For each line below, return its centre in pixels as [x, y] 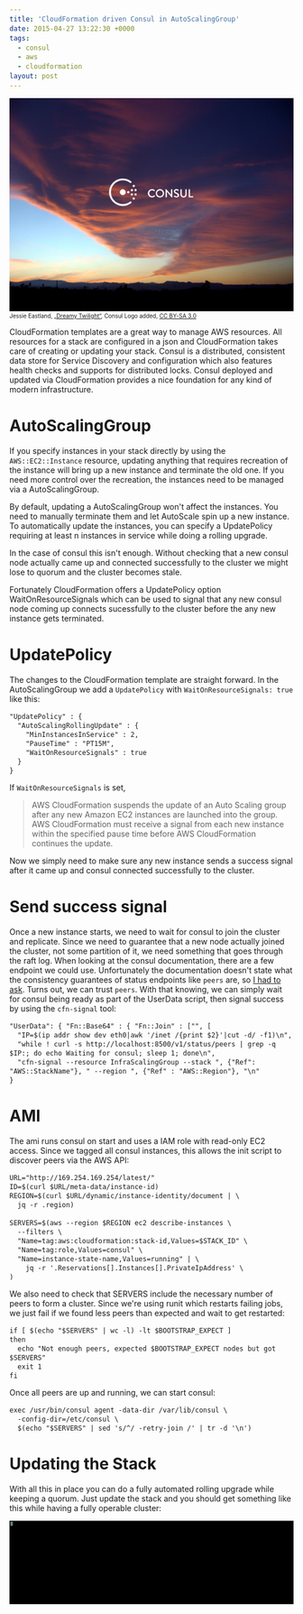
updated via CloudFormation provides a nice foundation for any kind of [141, 380]
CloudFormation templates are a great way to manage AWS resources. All [146, 332]
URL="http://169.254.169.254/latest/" [82, 1177]
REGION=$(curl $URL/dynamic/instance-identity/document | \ [125, 1195]
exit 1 [30, 1367]
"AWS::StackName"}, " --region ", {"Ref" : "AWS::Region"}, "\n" [134, 1071]
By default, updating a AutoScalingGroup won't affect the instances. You [144, 506]
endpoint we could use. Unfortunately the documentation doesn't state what [151, 970]
